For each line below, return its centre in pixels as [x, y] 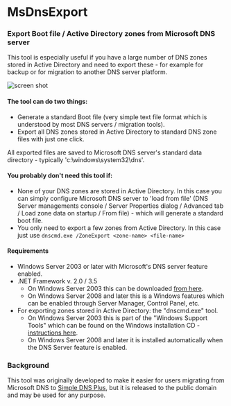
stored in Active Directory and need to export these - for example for [105, 65]
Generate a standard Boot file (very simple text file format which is [112, 117]
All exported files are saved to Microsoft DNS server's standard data [105, 152]
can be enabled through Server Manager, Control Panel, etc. [113, 303]
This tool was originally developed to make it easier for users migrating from [116, 380]
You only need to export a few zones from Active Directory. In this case [119, 228]
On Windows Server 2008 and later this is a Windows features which [126, 296]
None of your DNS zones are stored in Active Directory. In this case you [119, 191]
